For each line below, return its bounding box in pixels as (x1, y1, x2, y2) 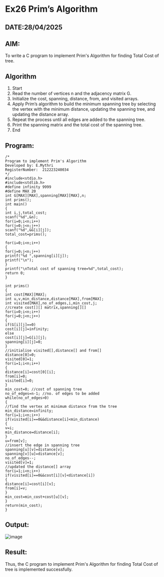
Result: (5, 548, 27, 556)
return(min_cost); (5, 503, 43, 508)
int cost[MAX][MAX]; (5, 292, 47, 297)
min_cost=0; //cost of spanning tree (5, 387, 82, 392)
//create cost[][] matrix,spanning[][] (5, 305, 87, 310)
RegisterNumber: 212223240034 (5, 167, 69, 173)
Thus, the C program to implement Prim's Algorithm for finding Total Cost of (5, 561, 158, 567)
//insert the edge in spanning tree (5, 443, 80, 448)
